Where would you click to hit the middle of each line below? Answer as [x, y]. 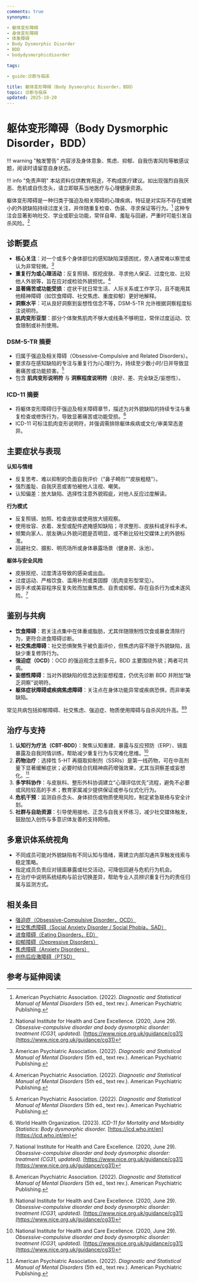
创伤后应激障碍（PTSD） [45, 957]
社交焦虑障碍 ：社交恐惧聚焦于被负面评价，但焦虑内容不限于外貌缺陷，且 [103, 646]
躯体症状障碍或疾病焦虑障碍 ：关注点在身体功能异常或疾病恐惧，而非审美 [103, 690]
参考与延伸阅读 [34, 977]
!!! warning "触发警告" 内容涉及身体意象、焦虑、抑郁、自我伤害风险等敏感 [95, 161]
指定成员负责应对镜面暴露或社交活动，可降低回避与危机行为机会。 [95, 870]
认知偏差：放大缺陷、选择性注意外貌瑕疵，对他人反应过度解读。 [92, 494]
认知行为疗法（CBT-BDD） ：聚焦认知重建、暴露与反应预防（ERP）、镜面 [101, 746]
